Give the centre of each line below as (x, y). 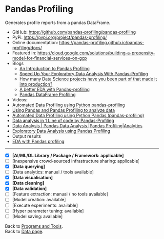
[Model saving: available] (37, 216)
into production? (36, 84)
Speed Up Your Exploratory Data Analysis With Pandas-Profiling (84, 73)
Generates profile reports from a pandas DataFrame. (58, 23)
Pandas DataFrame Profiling (47, 95)
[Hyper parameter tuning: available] (48, 211)
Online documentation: (35, 42)
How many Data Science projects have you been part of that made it (88, 79)
